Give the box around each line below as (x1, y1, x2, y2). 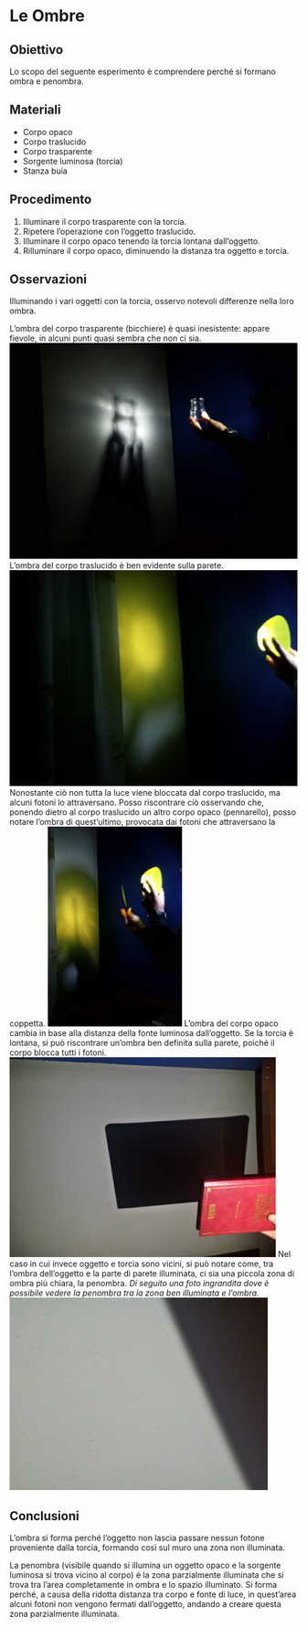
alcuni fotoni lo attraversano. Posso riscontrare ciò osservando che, (9, 797, 265, 809)
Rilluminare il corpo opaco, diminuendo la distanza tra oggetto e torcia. (22, 245, 290, 256)
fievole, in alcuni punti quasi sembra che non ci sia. (9, 333, 202, 344)
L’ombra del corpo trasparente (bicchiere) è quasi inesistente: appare (9, 323, 270, 334)
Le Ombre (9, 5, 85, 26)
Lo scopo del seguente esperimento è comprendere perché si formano (9, 66, 276, 77)
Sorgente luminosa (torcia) (22, 155, 123, 166)
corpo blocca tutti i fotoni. (9, 1047, 107, 1058)
